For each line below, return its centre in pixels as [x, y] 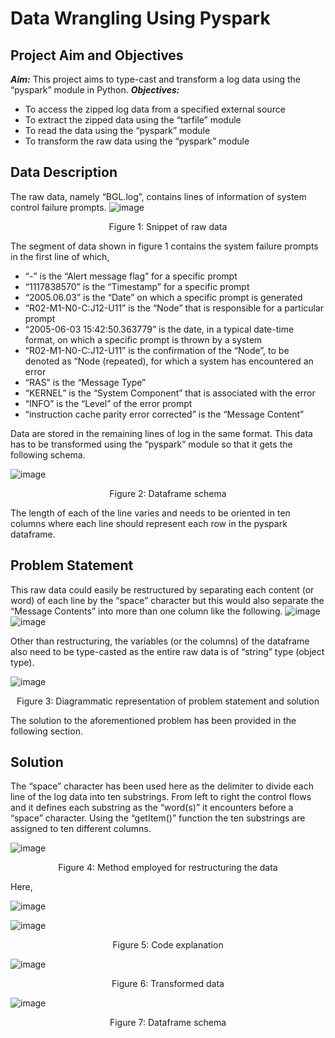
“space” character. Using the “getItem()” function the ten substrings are [158, 818]
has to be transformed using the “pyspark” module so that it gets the [151, 444]
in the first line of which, [60, 256]
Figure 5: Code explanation [168, 945]
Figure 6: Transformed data [168, 984]
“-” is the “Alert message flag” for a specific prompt [131, 276]
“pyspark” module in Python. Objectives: [95, 90]
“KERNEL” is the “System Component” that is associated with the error [170, 393]
